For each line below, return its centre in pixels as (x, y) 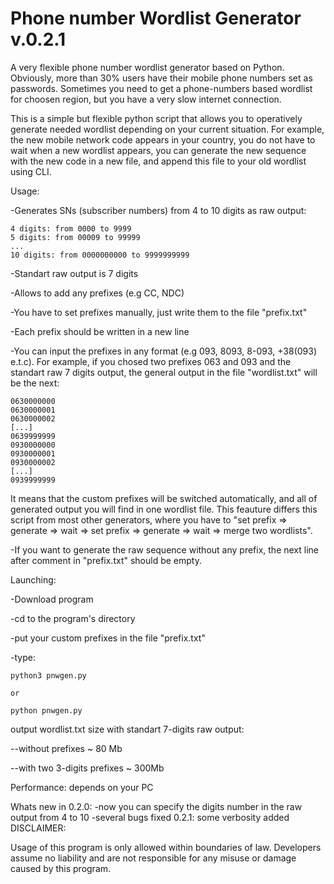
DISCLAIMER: (38, 828)
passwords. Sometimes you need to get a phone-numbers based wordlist (161, 88)
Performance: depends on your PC (82, 787)
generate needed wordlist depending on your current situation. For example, (167, 129)
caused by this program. (61, 868)
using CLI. (31, 171)
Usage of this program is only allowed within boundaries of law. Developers (166, 847)
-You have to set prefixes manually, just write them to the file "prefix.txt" (159, 312)
